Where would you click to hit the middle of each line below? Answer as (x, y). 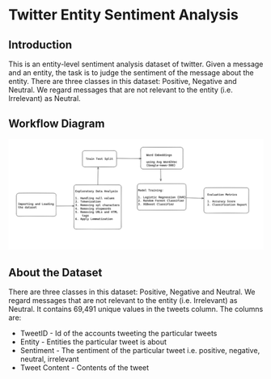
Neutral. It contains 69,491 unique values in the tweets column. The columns (136, 310)
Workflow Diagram (57, 124)
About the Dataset (55, 272)
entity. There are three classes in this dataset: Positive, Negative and (123, 81)
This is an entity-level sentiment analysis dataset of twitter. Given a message (136, 64)
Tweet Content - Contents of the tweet (85, 368)
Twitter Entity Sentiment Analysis (123, 15)
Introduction (40, 45)
